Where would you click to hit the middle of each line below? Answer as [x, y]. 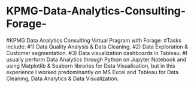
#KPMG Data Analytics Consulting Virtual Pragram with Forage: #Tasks [94, 40]
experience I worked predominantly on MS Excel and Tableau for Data [93, 72]
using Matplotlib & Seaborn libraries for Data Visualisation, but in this [91, 66]
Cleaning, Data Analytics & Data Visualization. [63, 78]
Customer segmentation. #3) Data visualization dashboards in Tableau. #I [97, 53]
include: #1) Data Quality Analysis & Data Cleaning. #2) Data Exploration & [97, 47]
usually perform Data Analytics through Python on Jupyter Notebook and [96, 59]
